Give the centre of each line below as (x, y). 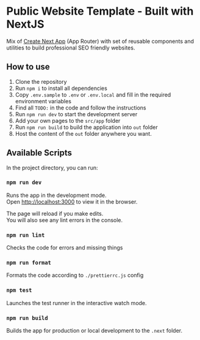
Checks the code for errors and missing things (65, 248)
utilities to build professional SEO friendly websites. (71, 48)
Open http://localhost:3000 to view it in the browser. (72, 201)
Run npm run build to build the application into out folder (86, 127)
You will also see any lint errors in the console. (65, 220)
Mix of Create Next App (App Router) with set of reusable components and (100, 41)
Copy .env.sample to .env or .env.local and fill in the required (93, 94)
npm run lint (26, 235)
